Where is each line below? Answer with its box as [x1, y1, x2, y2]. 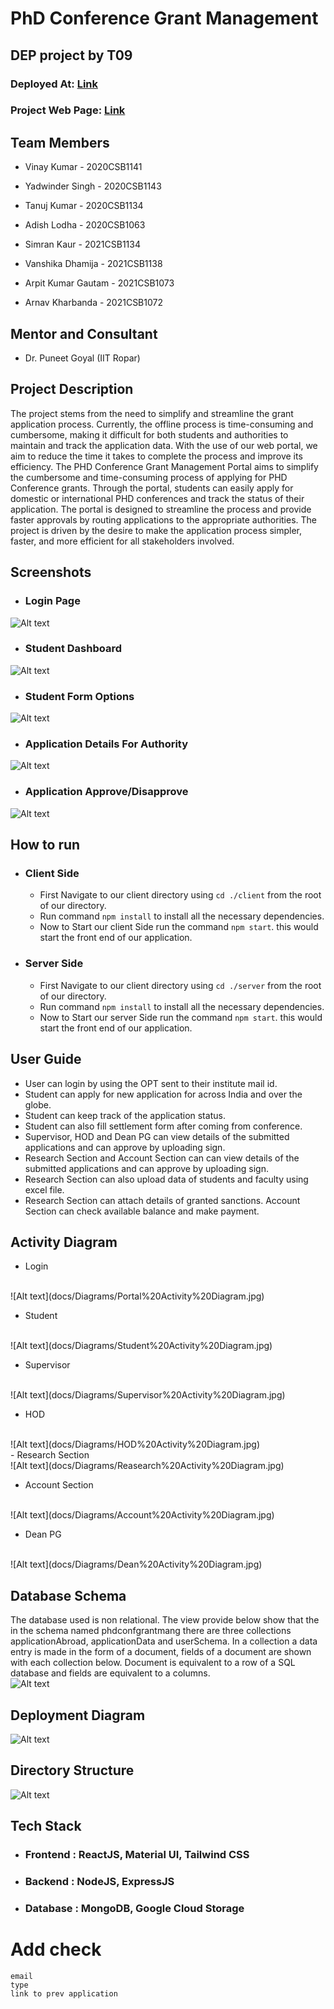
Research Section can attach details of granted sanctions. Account [24, 1194, 301, 1206]
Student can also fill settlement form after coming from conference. [24, 1120, 303, 1132]
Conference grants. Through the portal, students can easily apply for [10, 482, 294, 494]
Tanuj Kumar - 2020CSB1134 [24, 200, 144, 212]
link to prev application [10, 1988, 118, 1999]
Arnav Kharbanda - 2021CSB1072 [24, 297, 163, 309]
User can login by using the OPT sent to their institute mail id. [24, 1077, 278, 1089]
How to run [10, 837, 81, 854]
